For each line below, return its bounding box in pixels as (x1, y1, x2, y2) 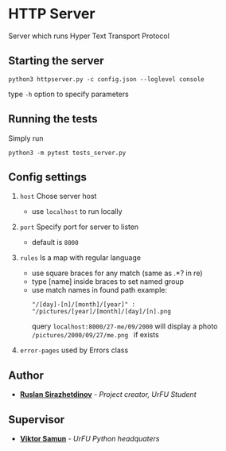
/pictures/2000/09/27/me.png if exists (31, 330, 159, 340)
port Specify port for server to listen (19, 222, 139, 231)
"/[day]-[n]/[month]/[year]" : (31, 301, 136, 309)
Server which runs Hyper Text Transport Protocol (8, 31, 169, 41)
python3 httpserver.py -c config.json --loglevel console (8, 75, 205, 84)
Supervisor (8, 413, 65, 426)
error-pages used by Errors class (19, 345, 129, 355)
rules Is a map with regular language (19, 253, 142, 262)
